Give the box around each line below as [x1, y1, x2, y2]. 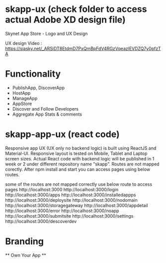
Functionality [5, 68, 61, 80]
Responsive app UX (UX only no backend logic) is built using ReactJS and [5, 145, 157, 151]
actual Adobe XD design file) [5, 14, 126, 25]
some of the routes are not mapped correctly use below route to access [5, 181, 153, 187]
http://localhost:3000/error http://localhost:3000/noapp [5, 208, 119, 214]
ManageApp [12, 95, 38, 101]
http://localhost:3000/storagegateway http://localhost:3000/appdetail [5, 202, 148, 208]
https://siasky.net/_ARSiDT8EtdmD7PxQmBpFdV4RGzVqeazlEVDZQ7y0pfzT [5, 45, 161, 51]
